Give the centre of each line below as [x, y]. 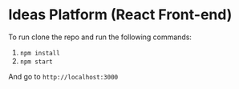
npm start [36, 62]
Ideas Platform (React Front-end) [120, 15]
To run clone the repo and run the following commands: [100, 37]
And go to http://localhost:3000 [63, 76]
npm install [40, 53]
